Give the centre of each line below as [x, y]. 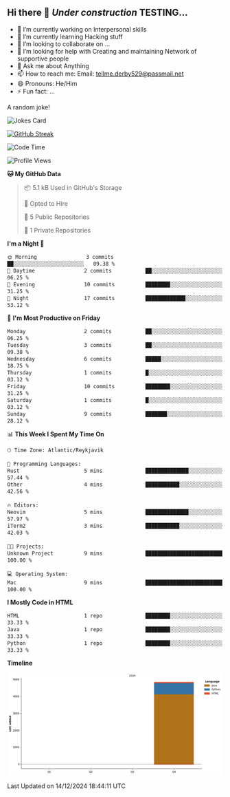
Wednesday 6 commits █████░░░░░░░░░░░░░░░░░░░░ [115, 359]
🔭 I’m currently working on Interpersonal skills [82, 29]
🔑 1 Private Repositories [57, 230]
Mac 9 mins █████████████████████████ [115, 582]
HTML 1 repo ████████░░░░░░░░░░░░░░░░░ [115, 616]
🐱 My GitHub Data [34, 173]
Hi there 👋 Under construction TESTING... [97, 13]
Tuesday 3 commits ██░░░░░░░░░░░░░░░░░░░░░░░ [115, 345]
